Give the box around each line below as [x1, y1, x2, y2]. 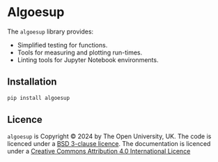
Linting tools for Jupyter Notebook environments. [17, 55, 159, 64]
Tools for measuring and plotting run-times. [17, 48, 143, 57]
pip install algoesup [7, 94, 70, 101]
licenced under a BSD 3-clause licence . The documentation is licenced [7, 140, 211, 148]
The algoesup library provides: [7, 27, 94, 36]
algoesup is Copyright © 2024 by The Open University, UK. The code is [7, 132, 212, 140]
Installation [7, 76, 57, 88]
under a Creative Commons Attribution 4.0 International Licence [7, 147, 191, 156]
